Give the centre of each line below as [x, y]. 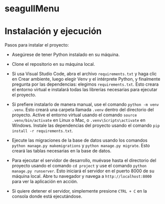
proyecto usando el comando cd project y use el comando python [79, 166]
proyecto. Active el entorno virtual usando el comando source [74, 115]
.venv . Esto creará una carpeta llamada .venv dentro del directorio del [83, 110]
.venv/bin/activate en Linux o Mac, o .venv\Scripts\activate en [79, 120]
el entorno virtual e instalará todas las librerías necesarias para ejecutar [84, 90]
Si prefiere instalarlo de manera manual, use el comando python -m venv [85, 104]
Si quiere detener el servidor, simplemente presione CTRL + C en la [79, 191]
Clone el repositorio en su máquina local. [53, 64]
